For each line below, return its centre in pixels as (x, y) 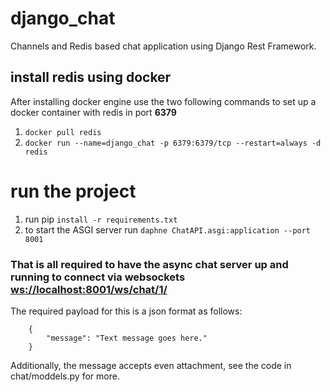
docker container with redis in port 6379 (93, 112)
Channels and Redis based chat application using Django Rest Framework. (163, 46)
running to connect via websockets (98, 277)
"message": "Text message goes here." (127, 338)
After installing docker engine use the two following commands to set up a (163, 101)
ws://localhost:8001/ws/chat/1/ (89, 289)
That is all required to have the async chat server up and (149, 264)
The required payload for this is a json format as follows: (126, 311)
